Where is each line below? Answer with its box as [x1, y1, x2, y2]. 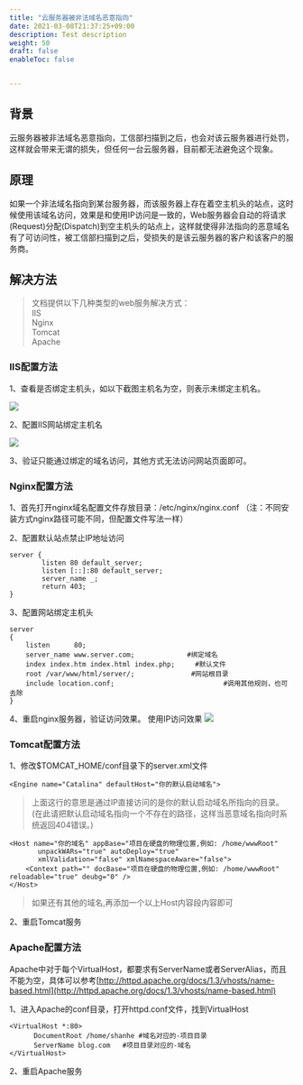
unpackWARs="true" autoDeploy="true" [37, 847, 179, 857]
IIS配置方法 [9, 361, 59, 373]
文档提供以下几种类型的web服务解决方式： [31, 298, 190, 308]
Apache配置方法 [9, 942, 82, 954]
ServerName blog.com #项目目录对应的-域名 [32, 1041, 191, 1050]
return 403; [41, 583, 87, 592]
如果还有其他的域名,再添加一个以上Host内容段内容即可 [31, 897, 234, 908]
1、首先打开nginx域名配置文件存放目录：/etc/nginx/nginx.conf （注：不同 [9, 502, 281, 513]
